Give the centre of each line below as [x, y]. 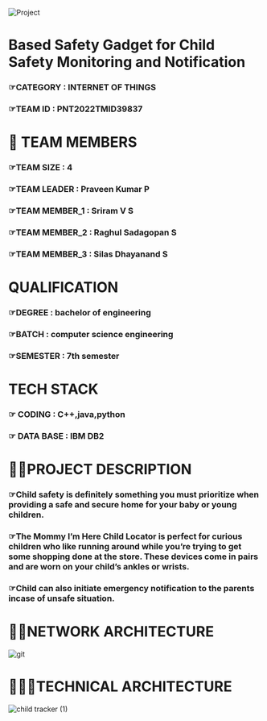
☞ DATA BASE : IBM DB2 [56, 436]
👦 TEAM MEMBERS [73, 142]
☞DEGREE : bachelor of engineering [80, 312]
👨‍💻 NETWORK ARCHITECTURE [111, 631]
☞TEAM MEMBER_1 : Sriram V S [71, 210]
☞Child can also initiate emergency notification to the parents [131, 588]
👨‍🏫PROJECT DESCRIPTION [100, 469]
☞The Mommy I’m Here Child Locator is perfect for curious [125, 536]
